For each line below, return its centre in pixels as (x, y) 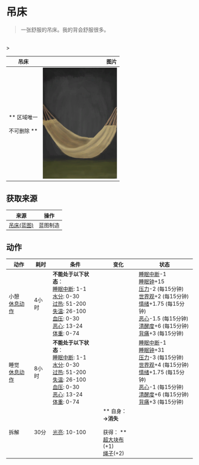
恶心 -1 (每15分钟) (161, 387)
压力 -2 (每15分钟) (161, 288)
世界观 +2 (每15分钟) (164, 296)
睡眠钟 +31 (152, 350)
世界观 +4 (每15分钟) (164, 365)
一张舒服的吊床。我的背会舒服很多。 (65, 30)
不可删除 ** (23, 130)
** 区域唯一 (23, 117)
